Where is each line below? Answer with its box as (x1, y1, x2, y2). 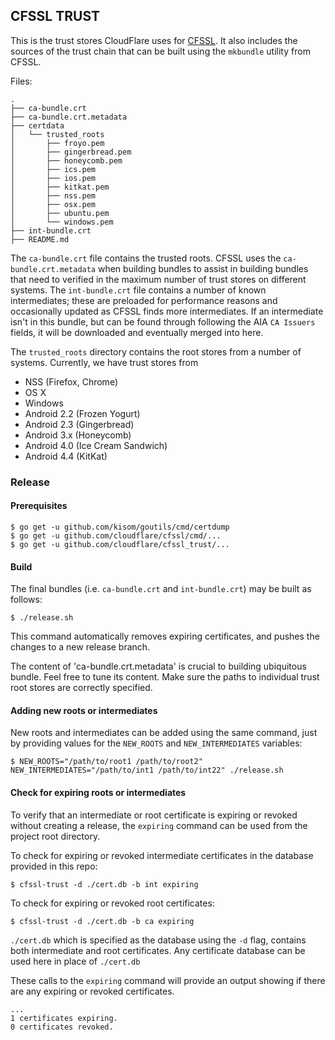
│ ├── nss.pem (10, 190, 97, 201)
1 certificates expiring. (10, 1013, 118, 1023)
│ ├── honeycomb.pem (10, 155, 123, 166)
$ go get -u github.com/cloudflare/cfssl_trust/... (10, 539, 230, 549)
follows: (10, 594, 43, 606)
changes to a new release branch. (10, 641, 151, 653)
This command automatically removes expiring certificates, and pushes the (10, 630, 320, 643)
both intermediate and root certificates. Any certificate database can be (10, 944, 306, 956)
